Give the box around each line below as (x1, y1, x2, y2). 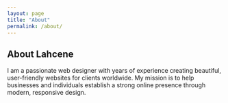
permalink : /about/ (7, 23, 63, 30)
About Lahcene (7, 48, 74, 60)
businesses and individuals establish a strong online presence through (7, 81, 206, 89)
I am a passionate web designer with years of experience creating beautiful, (7, 67, 221, 75)
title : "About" (7, 16, 51, 23)
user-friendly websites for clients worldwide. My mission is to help (7, 73, 194, 82)
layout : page (7, 10, 45, 17)
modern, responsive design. (7, 89, 86, 97)
